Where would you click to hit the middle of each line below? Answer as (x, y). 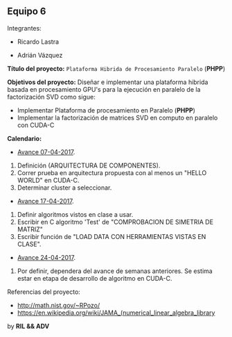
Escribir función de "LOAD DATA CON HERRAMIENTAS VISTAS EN (111, 236)
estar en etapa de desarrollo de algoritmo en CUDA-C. (95, 278)
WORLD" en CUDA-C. (48, 180)
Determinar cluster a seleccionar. (64, 188)
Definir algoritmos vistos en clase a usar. (75, 214)
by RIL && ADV (28, 326)
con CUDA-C (36, 125)
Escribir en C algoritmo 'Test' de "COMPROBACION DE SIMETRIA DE (115, 222)
